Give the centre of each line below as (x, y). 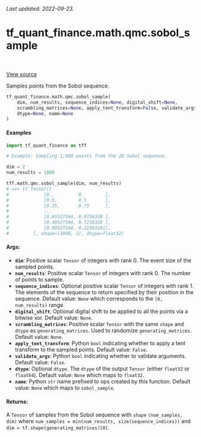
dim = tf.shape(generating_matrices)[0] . (58, 427)
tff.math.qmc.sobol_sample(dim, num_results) (64, 183)
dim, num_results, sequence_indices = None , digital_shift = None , (98, 102)
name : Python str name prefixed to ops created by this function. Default (103, 381)
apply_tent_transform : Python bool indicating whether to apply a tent (100, 343)
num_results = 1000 (31, 173)
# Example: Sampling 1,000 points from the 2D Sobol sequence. (87, 156)
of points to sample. (39, 279)
